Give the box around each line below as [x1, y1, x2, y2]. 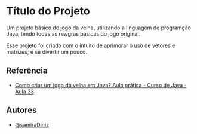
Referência [6, 66, 48, 76]
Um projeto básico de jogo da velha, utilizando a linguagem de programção [6, 24, 192, 31]
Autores [6, 105, 37, 115]
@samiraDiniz [14, 121, 50, 128]
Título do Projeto [6, 4, 91, 18]
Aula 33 [14, 88, 35, 95]
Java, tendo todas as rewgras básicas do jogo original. [6, 30, 141, 37]
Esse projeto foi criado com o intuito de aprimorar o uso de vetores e [6, 42, 176, 49]
